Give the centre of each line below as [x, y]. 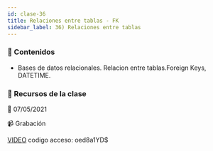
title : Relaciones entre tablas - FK [63, 21]
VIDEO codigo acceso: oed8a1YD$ [58, 140]
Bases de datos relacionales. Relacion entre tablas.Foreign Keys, [112, 68]
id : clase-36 [27, 14]
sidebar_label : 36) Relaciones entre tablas [74, 27]
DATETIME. [34, 75]
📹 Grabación [27, 123]
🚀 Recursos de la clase [47, 93]
